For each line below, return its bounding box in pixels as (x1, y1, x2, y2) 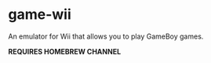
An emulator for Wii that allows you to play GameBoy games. (8, 31, 204, 41)
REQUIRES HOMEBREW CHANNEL (8, 46, 122, 56)
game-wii (8, 6, 72, 24)
